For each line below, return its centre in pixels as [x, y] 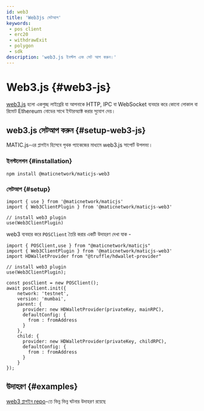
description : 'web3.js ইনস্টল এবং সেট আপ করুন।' [61, 57]
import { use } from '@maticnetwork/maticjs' [65, 201]
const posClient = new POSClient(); [53, 283]
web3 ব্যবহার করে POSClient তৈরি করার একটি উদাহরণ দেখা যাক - [69, 234]
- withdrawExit [28, 40]
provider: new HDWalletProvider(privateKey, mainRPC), [93, 309]
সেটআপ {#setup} [28, 189]
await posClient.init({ [36, 288]
